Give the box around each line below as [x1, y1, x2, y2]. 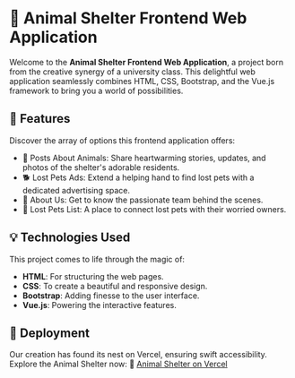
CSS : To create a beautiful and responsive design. [22, 280, 208, 291]
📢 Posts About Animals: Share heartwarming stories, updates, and [22, 152, 266, 163]
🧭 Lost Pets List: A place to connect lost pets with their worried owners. [22, 203, 287, 214]
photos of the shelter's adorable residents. [22, 161, 180, 173]
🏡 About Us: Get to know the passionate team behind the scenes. [22, 194, 264, 205]
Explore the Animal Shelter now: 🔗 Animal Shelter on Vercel [9, 358, 229, 370]
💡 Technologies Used [9, 230, 131, 245]
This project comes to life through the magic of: [9, 253, 186, 264]
